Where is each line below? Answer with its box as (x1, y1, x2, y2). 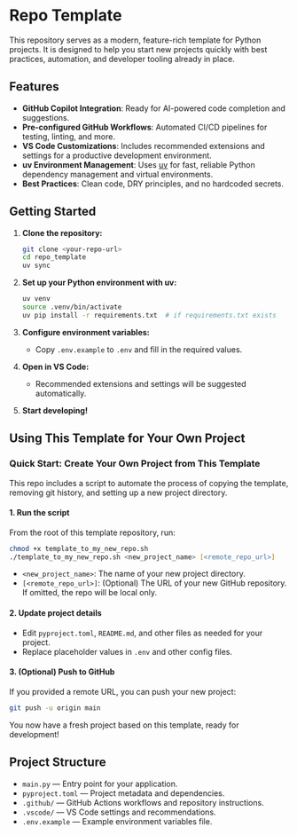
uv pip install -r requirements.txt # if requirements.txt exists (21, 311, 277, 319)
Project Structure (9, 755, 106, 770)
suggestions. (21, 112, 70, 122)
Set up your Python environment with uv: (21, 277, 177, 288)
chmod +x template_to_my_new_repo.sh (9, 544, 149, 553)
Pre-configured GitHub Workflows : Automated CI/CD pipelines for (21, 122, 268, 132)
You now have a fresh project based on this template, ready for (9, 720, 239, 730)
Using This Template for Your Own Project (9, 431, 246, 446)
